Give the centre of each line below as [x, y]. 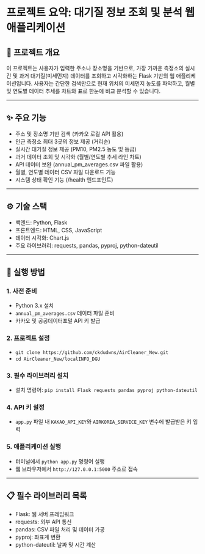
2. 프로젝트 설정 [28, 338]
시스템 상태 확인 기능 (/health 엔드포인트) [64, 179]
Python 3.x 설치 [34, 306]
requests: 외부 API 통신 [43, 522]
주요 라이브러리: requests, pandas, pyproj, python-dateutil [87, 245]
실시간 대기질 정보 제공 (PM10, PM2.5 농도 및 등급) [76, 149]
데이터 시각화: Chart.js [42, 238]
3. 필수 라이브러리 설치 [38, 375]
